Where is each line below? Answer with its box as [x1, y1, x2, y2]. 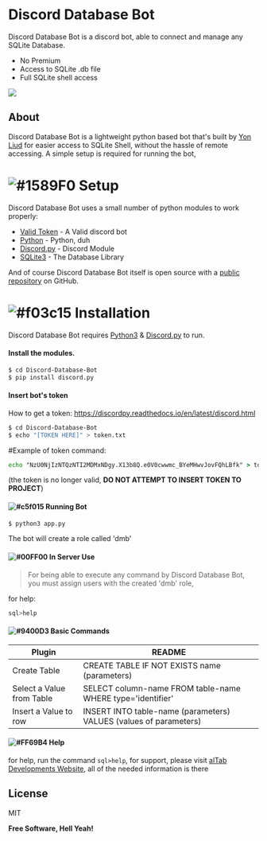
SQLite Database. [8, 40, 66, 49]
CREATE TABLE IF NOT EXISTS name [83, 660, 221, 671]
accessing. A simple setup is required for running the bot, [8, 149, 196, 158]
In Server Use [48, 552, 95, 562]
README [152, 646, 187, 657]
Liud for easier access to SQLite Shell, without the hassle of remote [8, 140, 229, 150]
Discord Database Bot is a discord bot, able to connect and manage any [8, 32, 244, 41]
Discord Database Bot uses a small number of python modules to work [8, 203, 240, 212]
